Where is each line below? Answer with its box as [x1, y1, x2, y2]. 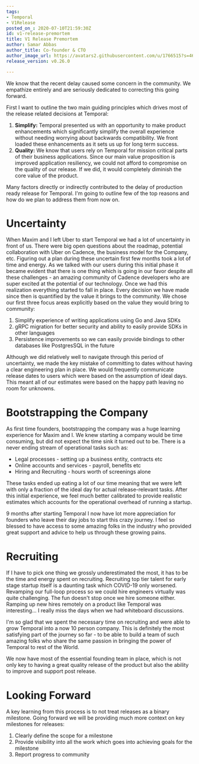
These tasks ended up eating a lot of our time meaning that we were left [6, 480, 182, 487]
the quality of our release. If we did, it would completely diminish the [14, 165, 182, 172]
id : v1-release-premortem [6, 31, 70, 37]
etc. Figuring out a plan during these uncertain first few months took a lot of [6, 255, 191, 262]
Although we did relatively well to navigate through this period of [6, 354, 164, 361]
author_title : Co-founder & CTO [6, 47, 86, 53]
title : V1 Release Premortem [6, 36, 78, 42]
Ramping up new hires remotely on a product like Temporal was [6, 601, 162, 608]
